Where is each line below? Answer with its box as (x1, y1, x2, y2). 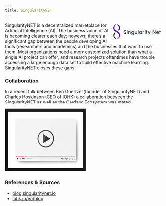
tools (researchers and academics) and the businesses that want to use (5, 43, 152, 49)
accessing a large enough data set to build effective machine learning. (5, 59, 149, 65)
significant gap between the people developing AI (5, 38, 107, 44)
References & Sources (5, 179, 60, 186)
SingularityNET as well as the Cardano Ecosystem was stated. (5, 99, 132, 104)
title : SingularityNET (5, 8, 52, 13)
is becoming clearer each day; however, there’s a (5, 33, 106, 39)
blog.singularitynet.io (12, 190, 56, 196)
